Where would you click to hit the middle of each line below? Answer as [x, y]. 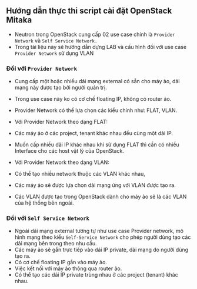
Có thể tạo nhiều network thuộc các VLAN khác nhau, [80, 174]
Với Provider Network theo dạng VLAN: [62, 162]
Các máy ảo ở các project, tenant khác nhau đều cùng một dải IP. [94, 133]
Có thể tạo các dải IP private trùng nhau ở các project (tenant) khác [96, 275]
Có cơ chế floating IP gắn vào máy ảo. [61, 262]
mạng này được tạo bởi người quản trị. [61, 88]
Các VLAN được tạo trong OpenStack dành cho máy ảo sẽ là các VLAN [101, 197]
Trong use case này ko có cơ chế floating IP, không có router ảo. [93, 99]
